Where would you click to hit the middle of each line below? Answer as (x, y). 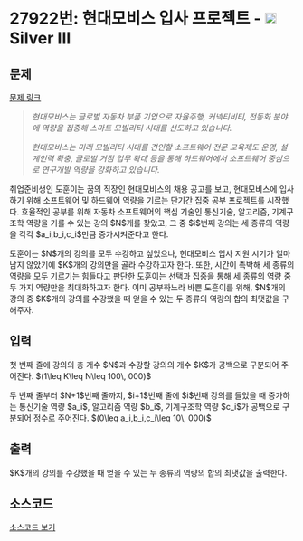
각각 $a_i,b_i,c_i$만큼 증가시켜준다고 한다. (94, 234)
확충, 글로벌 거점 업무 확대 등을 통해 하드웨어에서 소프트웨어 (161, 158)
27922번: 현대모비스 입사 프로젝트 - (136, 19)
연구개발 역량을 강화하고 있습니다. (100, 170)
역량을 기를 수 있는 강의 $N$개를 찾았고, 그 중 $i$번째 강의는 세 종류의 (149, 223)
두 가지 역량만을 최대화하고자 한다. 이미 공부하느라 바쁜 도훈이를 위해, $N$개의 (148, 287)
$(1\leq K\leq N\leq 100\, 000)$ (94, 375)
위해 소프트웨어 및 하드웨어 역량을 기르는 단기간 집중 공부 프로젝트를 (145, 200)
